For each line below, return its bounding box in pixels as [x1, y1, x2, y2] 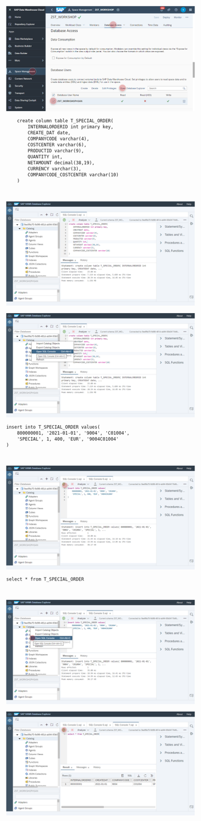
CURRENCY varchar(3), [28, 166, 82, 172]
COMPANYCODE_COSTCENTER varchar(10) [28, 172, 119, 178]
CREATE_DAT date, [28, 130, 71, 136]
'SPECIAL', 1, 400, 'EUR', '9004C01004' [17, 436, 119, 442]
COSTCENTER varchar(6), [28, 142, 87, 148]
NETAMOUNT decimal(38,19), [28, 160, 95, 166]
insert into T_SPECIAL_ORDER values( [6, 424, 100, 430]
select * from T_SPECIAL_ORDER [6, 576, 84, 582]
